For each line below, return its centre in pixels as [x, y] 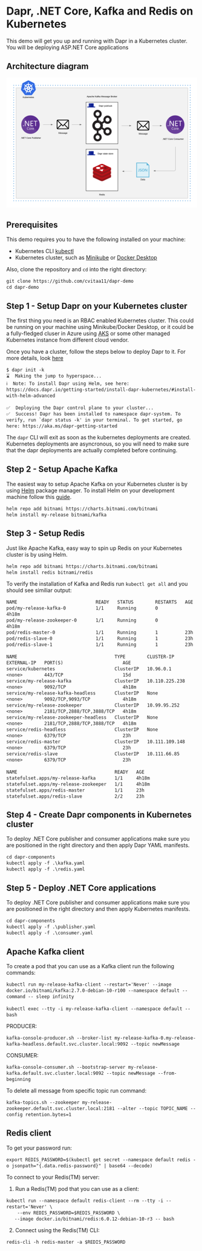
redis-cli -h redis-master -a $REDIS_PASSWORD [66, 1242]
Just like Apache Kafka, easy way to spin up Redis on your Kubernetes [94, 548]
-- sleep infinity [51, 997]
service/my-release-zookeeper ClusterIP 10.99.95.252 [93, 705]
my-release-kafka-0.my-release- [155, 1038]
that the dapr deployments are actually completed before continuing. [92, 450]
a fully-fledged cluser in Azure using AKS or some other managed [88, 333]
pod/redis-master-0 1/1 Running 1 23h [100, 632]
